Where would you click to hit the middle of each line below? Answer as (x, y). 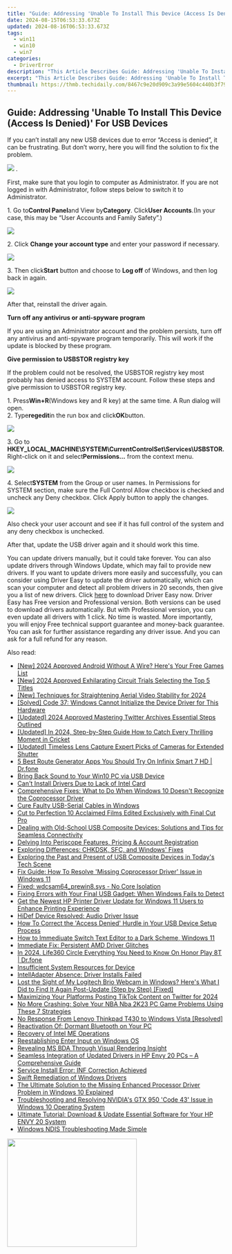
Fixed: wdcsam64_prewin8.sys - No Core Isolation (89, 887)
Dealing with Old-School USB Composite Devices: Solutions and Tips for (120, 828)
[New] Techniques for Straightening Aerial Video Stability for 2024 (112, 696)
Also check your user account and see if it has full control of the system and (116, 524)
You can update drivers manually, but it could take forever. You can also (109, 558)
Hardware (31, 710)
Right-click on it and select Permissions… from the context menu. (100, 457)
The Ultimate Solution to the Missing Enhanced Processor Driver (108, 1085)
